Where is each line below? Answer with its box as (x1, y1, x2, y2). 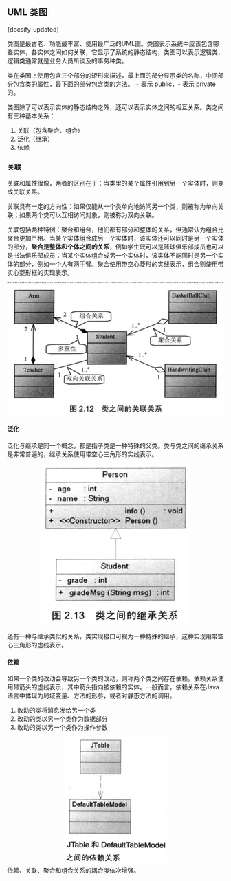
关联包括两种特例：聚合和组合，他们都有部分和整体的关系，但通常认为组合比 (7, 225, 224, 234)
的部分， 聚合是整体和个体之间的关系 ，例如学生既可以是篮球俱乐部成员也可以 (7, 243, 224, 251)
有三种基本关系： (7, 111, 56, 120)
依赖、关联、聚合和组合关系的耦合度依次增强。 (7, 867, 140, 875)
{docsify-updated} (7, 25, 60, 33)
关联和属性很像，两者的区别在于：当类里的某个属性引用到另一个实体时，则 (7, 179, 218, 188)
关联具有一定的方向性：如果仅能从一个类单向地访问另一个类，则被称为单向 (7, 202, 218, 211)
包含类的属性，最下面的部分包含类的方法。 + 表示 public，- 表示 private (12, 80, 217, 88)
